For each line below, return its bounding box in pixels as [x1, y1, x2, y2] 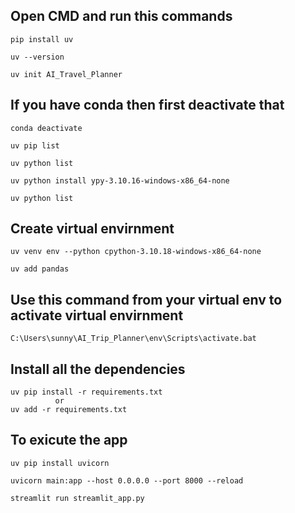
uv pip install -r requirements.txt [10, 387, 163, 398]
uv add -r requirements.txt [10, 405, 128, 415]
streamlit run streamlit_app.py [10, 493, 145, 503]
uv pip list [10, 140, 60, 151]
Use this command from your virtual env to [10, 291, 283, 308]
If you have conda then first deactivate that [10, 97, 285, 114]
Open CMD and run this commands [10, 8, 233, 25]
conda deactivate [10, 123, 83, 133]
